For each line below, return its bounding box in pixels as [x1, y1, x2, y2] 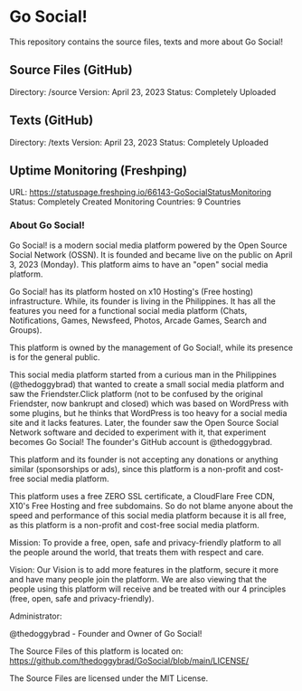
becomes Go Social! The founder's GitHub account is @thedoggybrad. [9, 436, 273, 447]
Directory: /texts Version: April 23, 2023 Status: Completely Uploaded [9, 137, 269, 147]
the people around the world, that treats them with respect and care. [9, 546, 264, 557]
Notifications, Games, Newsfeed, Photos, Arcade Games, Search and [9, 315, 267, 326]
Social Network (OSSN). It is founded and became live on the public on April [9, 249, 293, 260]
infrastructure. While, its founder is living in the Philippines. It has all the [9, 296, 276, 307]
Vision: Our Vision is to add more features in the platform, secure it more [9, 563, 278, 575]
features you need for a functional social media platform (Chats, [9, 305, 248, 316]
